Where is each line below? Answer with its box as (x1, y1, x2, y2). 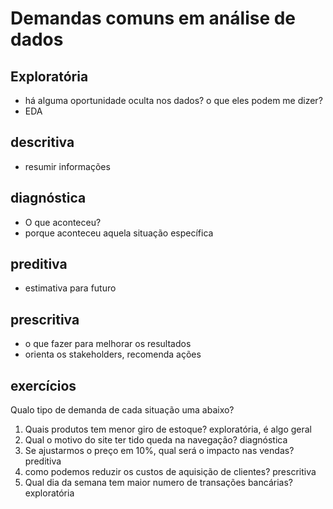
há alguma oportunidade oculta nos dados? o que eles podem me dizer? (24, 95, 323, 106)
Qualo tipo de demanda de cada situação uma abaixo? (10, 404, 235, 416)
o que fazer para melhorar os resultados (24, 338, 192, 350)
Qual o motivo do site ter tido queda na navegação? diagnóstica (24, 434, 288, 446)
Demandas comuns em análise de (10, 7, 297, 30)
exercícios (10, 377, 77, 394)
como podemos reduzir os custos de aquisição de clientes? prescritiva (24, 466, 317, 478)
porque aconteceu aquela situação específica (24, 227, 214, 239)
